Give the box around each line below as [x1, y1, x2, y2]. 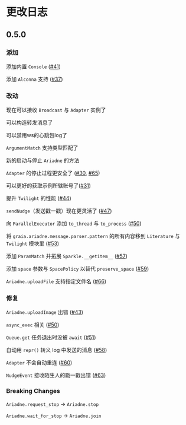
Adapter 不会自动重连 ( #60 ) [6, 359, 73, 366]
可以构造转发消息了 [6, 119, 53, 126]
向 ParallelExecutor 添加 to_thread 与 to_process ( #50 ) [6, 220, 142, 227]
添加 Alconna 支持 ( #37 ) [6, 75, 63, 83]
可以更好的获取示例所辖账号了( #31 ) [6, 182, 92, 189]
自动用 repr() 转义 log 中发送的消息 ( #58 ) [6, 347, 107, 354]
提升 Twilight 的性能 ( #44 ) [6, 195, 72, 202]
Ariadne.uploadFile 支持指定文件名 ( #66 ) [6, 278, 107, 285]
